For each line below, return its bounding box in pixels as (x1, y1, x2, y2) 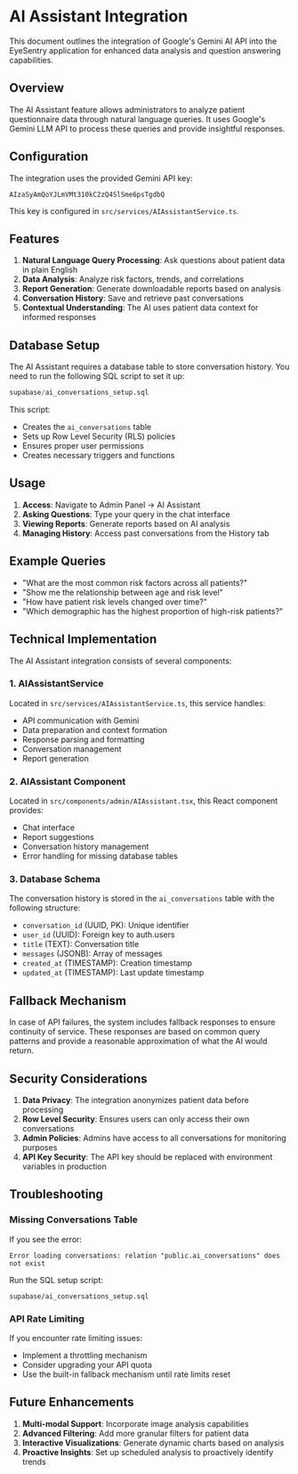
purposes (21, 1142, 58, 1153)
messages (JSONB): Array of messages (21, 948, 163, 959)
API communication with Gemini (21, 715, 140, 726)
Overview (9, 80, 65, 95)
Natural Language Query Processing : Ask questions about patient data (21, 255, 286, 266)
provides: (9, 805, 44, 816)
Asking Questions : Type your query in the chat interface (21, 508, 230, 519)
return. (9, 1045, 34, 1056)
